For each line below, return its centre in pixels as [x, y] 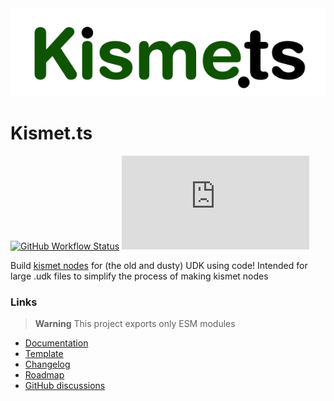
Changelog [47, 364]
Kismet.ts [51, 133]
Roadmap [44, 375]
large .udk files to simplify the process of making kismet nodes [139, 276]
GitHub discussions [65, 386]
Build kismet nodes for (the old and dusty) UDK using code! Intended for [159, 265]
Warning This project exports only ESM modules [135, 324]
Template [44, 354]
